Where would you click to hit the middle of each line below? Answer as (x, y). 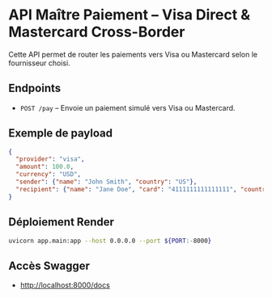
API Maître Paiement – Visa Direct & (130, 15)
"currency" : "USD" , (49, 174)
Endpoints (35, 88)
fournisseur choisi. (39, 63)
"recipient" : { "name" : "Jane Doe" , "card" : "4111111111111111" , (126, 189)
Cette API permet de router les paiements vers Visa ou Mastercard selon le (133, 54)
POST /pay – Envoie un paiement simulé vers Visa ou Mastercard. (128, 107)
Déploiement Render (62, 222)
